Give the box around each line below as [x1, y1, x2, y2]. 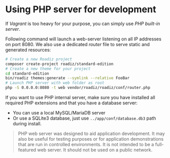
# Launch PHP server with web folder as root [5, 80, 104, 85]
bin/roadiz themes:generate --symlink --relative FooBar [5, 76, 130, 81]
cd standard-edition [5, 71, 50, 76]
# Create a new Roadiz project [5, 56, 72, 62]
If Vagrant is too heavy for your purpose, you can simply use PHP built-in [5, 20, 160, 27]
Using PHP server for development [5, 4, 157, 15]
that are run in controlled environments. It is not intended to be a [17, 142, 154, 148]
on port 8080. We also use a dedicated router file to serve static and [5, 41, 150, 47]
